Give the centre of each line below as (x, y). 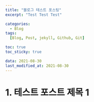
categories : (18, 24)
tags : (11, 33)
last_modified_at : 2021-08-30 (37, 66)
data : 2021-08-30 (23, 61)
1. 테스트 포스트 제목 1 (47, 92)
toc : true (16, 47)
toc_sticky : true (23, 52)
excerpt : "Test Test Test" (34, 15)
